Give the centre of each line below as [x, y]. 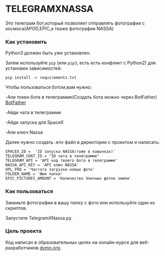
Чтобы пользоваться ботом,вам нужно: [49, 87]
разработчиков [22, 248]
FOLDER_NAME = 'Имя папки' [34, 174]
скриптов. [16, 208]
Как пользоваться [29, 191]
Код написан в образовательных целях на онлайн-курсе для [72, 242]
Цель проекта [24, 231]
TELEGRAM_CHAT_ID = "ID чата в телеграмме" [53, 156]
